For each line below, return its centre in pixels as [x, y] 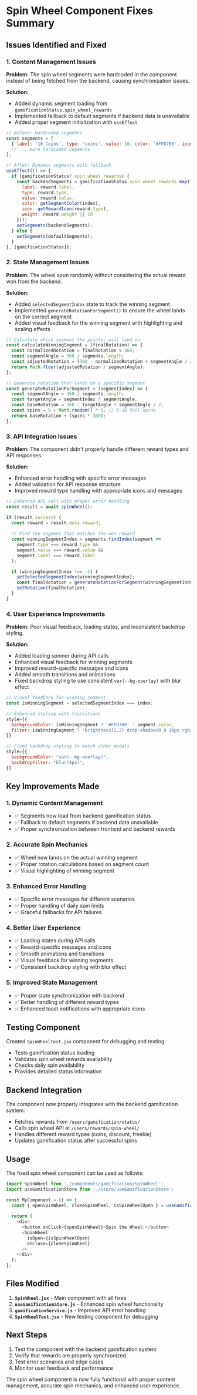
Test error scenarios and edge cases [59, 1362]
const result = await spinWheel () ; [50, 507]
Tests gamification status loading [55, 1053]
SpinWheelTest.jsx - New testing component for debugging [86, 1316]
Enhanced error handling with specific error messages [80, 478]
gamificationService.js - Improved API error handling [80, 1310]
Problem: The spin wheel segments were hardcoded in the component [91, 74]
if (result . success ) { [34, 517]
